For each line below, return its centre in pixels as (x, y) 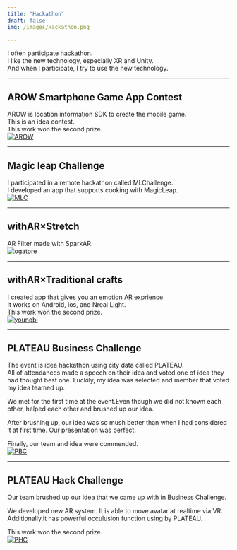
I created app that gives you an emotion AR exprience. (86, 297)
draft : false (26, 21)
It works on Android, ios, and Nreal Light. (67, 304)
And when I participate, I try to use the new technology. (88, 69)
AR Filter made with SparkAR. (50, 243)
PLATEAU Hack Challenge (65, 480)
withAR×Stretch (43, 227)
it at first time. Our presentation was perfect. (72, 430)
